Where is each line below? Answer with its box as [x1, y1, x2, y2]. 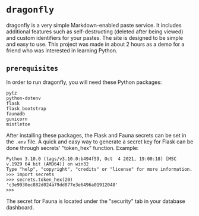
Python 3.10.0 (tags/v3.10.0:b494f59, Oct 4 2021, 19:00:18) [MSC [6, 156, 177, 162]
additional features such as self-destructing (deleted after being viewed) [6, 28, 184, 35]
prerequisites [6, 64, 58, 73]
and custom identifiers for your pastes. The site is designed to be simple [6, 34, 183, 41]
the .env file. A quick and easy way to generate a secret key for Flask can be [6, 138, 194, 145]
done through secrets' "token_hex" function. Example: [6, 144, 139, 151]
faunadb [6, 111, 26, 117]
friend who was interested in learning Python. [6, 46, 118, 54]
